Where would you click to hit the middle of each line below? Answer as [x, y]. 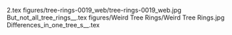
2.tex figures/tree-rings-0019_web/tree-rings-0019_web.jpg [94, 10]
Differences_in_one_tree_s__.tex [53, 25]
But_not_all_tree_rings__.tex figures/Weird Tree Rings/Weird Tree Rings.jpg [116, 17]
